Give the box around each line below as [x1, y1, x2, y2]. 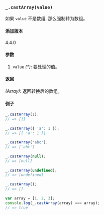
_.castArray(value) [5, 4, 53, 10]
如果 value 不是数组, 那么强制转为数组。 [5, 16, 88, 22]
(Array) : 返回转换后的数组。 [5, 88, 62, 94]
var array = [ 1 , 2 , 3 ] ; [5, 195, 55, 201]
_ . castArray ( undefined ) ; [5, 168, 57, 173]
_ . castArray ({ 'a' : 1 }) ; [5, 126, 59, 131]
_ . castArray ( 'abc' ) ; [5, 140, 49, 145]
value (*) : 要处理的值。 [12, 64, 60, 70]
